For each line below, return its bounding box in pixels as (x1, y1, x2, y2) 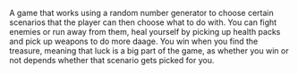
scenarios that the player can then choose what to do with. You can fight (9, 17, 277, 28)
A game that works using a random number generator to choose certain (9, 8, 275, 18)
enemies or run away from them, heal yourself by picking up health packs (9, 27, 281, 37)
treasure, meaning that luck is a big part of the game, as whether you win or (9, 45, 289, 56)
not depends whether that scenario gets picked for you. (9, 55, 215, 65)
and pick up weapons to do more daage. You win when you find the (9, 36, 259, 46)
